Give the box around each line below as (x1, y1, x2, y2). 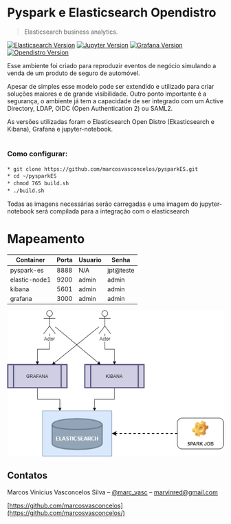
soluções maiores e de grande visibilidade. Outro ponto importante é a (7, 90, 207, 98)
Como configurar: (7, 149, 68, 159)
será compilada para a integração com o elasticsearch (35, 207, 190, 215)
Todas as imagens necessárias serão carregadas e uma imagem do (7, 200, 199, 208)
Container (16, 256, 45, 264)
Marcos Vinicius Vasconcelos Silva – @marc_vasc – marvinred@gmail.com (7, 488, 218, 496)
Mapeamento (7, 231, 85, 247)
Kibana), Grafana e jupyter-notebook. (7, 125, 113, 133)
